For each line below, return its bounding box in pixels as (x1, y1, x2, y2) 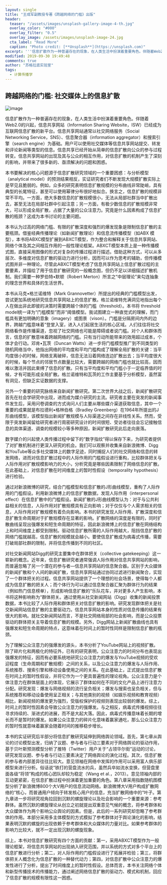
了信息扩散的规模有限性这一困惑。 (5, 875, 75, 881)
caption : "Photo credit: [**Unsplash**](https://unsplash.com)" (9, 44, 146, 49)
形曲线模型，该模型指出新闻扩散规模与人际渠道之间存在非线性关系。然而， (5, 413, 158, 419)
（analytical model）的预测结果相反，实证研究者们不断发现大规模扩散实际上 (5, 176, 161, 182)
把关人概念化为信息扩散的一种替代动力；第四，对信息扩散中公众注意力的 (9, 856, 158, 862)
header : (5, 16, 21, 21)
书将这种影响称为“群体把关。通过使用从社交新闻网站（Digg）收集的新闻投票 (5, 594, 161, 600)
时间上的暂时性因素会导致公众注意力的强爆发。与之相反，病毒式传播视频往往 (5, 704, 162, 710)
